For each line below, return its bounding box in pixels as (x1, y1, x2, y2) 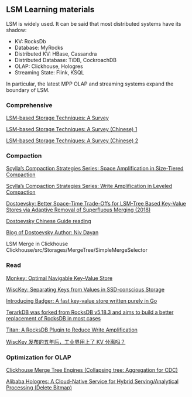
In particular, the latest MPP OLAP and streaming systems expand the (6, 80, 174, 87)
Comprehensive (6, 101, 53, 109)
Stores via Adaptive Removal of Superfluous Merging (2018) (6, 206, 151, 213)
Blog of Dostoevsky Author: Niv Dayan (6, 229, 99, 236)
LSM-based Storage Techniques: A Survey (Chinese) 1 (6, 126, 138, 133)
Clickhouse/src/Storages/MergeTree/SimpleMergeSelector (6, 247, 148, 254)
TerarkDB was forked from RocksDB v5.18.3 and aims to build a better (6, 309, 174, 316)
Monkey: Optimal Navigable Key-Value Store (6, 275, 113, 282)
